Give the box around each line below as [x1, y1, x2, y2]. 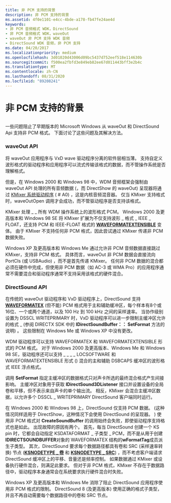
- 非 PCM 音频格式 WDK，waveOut [5, 31, 70, 36]
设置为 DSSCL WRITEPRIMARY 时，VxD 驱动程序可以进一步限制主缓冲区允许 [5, 315, 166, 321]
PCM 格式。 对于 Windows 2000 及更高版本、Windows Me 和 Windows [15, 345, 165, 351]
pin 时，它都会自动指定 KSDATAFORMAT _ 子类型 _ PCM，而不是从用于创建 [5, 430, 163, 436]
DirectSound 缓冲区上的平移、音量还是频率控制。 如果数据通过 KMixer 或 [5, 456, 158, 462]
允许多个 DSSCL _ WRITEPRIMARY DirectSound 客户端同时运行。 [18, 394, 155, 400]
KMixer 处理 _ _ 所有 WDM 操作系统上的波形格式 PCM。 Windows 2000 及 [5, 209, 160, 215]
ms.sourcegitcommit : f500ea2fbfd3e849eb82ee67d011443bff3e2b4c [5, 60, 142, 65]
